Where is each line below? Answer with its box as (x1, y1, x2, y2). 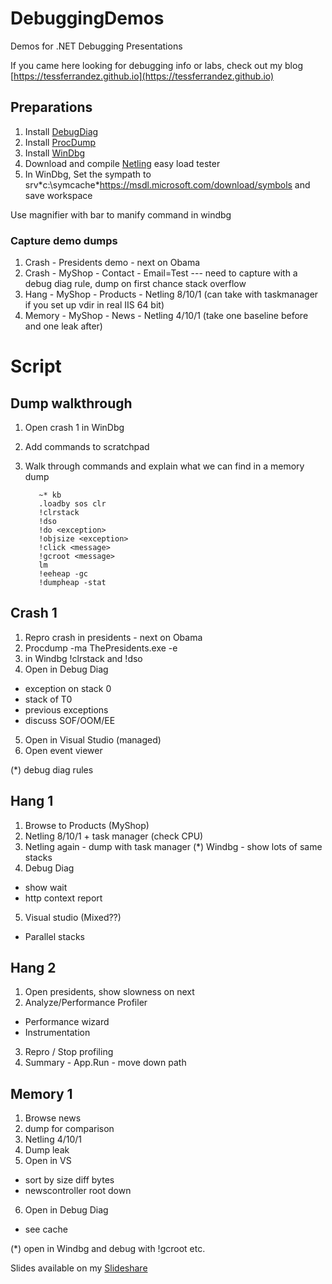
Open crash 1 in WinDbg (24, 422, 125, 434)
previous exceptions (24, 703, 109, 716)
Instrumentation (24, 1027, 91, 1039)
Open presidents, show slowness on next (24, 986, 195, 998)
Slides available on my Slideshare (10, 1262, 148, 1274)
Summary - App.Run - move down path (24, 1057, 187, 1069)
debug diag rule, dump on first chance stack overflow (24, 278, 247, 290)
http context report (24, 892, 103, 904)
